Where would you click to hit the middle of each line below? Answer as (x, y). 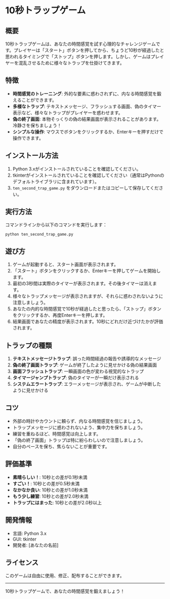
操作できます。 (28, 138)
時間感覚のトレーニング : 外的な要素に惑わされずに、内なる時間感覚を (85, 93)
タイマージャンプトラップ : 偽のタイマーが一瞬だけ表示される (76, 378)
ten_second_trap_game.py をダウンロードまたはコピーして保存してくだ (86, 188)
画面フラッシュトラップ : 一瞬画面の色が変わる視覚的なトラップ (78, 372)
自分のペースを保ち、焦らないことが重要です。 (61, 446)
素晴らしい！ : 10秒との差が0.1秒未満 (50, 477)
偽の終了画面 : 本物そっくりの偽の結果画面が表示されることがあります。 (87, 119)
